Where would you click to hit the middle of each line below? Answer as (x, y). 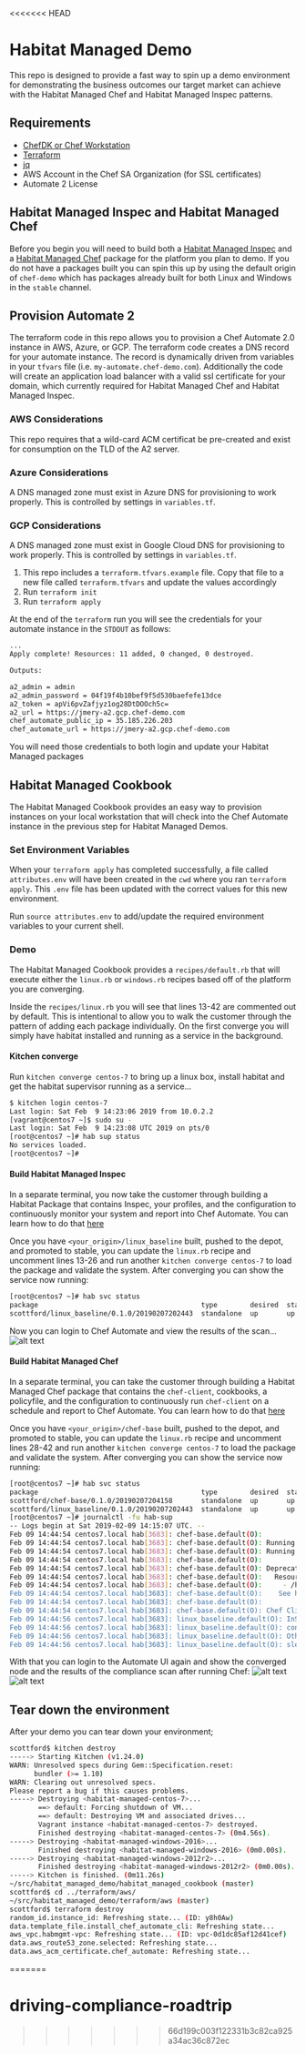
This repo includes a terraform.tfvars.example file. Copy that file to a (153, 573)
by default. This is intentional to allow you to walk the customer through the (150, 1016)
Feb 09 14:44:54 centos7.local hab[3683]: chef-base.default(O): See (150, 1594)
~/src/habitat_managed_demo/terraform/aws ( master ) (109, 1901)
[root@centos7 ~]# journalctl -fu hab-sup (91, 1518)
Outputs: (26, 671)
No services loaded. (49, 1145)
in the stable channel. (51, 287)
